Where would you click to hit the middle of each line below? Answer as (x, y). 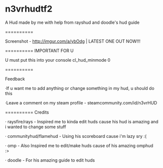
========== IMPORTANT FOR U (39, 50)
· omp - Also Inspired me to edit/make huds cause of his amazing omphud (79, 145)
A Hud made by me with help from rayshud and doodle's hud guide (72, 22)
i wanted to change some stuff (36, 127)
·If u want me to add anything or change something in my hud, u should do (80, 88)
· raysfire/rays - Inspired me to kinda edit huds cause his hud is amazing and (82, 121)
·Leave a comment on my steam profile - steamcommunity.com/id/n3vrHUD (81, 102)
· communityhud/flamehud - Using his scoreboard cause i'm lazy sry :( (76, 136)
